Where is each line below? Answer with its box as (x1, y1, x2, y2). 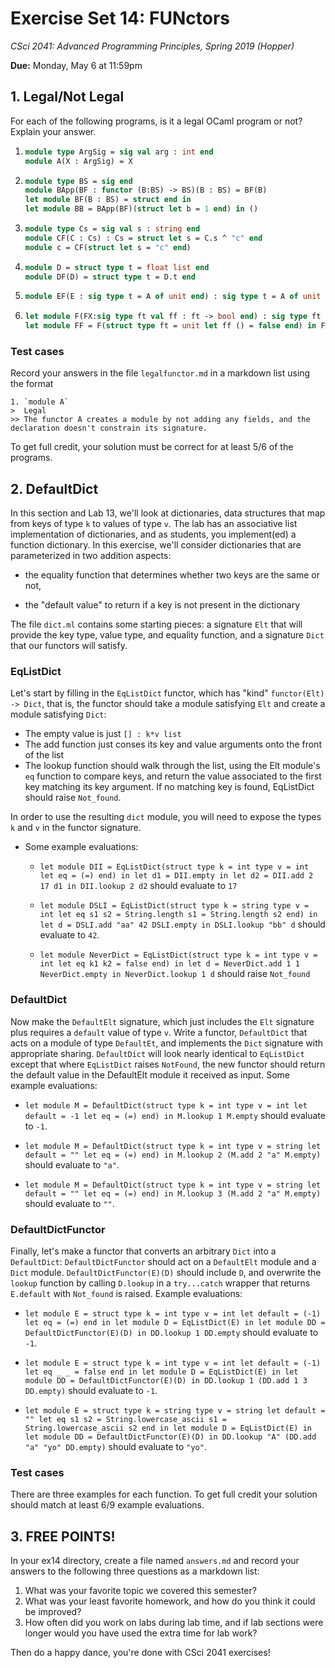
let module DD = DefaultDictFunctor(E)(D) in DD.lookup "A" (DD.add (24, 1432, 317, 1442)
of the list (24, 749, 65, 761)
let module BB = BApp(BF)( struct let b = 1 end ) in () (24, 204, 259, 214)
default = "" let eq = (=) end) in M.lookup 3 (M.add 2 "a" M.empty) (24, 1188, 322, 1199)
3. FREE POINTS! (10, 1528, 116, 1545)
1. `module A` (10, 397, 70, 407)
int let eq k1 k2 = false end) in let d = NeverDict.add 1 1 (39, 959, 300, 969)
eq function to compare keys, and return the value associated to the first (24, 770, 322, 782)
